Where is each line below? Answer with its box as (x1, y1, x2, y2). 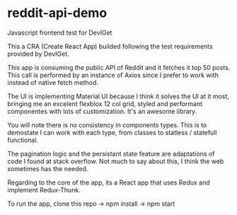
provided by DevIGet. (7, 50, 69, 58)
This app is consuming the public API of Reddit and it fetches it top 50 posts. (7, 63, 231, 71)
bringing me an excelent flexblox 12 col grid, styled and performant (7, 99, 203, 107)
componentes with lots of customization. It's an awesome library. (7, 107, 197, 115)
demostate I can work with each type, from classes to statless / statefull (7, 128, 217, 136)
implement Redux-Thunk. (7, 185, 81, 194)
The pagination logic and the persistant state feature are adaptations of (7, 149, 215, 158)
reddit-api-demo (7, 5, 108, 21)
